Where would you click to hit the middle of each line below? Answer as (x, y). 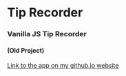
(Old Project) (26, 50)
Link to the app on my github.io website (63, 66)
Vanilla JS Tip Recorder (47, 34)
